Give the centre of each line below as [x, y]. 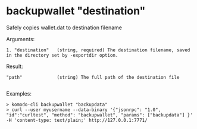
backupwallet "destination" [76, 11]
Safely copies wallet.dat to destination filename [64, 27]
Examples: [19, 93]
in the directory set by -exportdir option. [62, 55]
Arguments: [21, 39]
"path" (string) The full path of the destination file [93, 77]
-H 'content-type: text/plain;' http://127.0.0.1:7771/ [77, 120]
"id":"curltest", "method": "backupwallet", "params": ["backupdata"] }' [100, 115]
